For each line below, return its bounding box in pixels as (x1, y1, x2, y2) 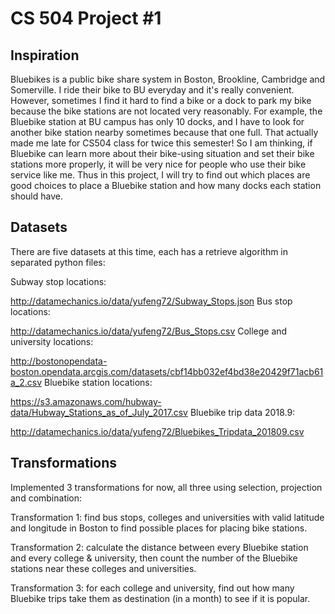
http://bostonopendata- (10, 355, 108, 367)
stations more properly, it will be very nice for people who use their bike (10, 158, 307, 170)
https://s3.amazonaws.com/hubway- (10, 395, 162, 407)
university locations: (10, 335, 94, 347)
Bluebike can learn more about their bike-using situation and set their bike (10, 148, 315, 159)
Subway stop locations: (10, 275, 107, 287)
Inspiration (10, 47, 80, 64)
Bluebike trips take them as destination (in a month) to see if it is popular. (10, 592, 311, 604)
